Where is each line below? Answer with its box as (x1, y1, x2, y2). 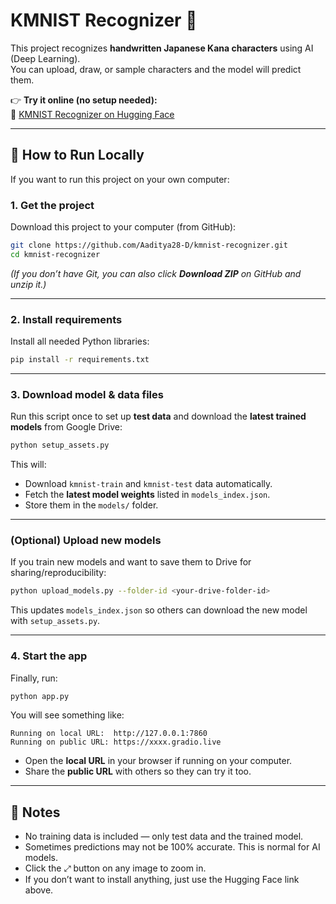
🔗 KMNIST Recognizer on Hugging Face (10, 108, 175, 120)
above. (24, 884, 54, 896)
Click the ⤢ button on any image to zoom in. (24, 862, 207, 874)
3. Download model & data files (10, 387, 164, 401)
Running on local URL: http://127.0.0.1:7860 (10, 729, 208, 739)
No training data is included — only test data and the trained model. (24, 830, 304, 843)
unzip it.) (10, 278, 47, 290)
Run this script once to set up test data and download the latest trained (10, 410, 307, 423)
